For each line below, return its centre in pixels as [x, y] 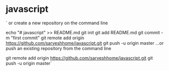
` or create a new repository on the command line [57, 23]
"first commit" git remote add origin [48, 38]
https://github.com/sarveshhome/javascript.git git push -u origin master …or [85, 43]
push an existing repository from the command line [59, 48]
